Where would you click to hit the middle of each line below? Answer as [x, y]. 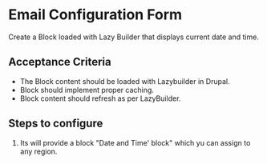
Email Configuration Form [95, 15]
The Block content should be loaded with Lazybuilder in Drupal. [125, 81]
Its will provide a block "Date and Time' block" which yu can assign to [135, 142]
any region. [38, 151]
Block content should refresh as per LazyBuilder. [100, 98]
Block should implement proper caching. [87, 90]
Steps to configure [56, 124]
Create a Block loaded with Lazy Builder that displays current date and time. [133, 37]
